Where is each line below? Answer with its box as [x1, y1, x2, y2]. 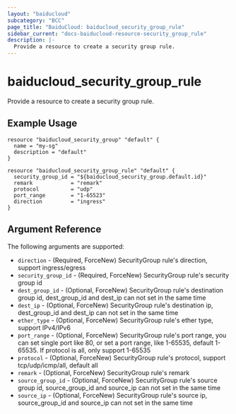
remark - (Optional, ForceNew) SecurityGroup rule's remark [17, 368, 190, 377]
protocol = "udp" [13, 185, 93, 193]
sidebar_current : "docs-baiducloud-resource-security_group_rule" [7, 30, 207, 37]
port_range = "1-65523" [13, 191, 106, 199]
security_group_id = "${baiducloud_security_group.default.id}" [13, 173, 207, 180]
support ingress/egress [17, 263, 86, 272]
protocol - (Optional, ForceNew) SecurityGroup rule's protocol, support [17, 353, 226, 362]
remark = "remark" [13, 179, 102, 187]
